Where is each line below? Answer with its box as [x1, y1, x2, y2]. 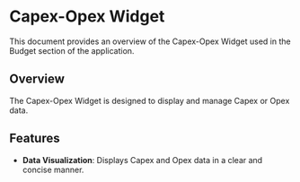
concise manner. [22, 164, 84, 175]
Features [9, 131, 60, 146]
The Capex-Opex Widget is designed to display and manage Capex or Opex [9, 95, 290, 106]
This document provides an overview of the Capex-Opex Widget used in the [9, 36, 291, 47]
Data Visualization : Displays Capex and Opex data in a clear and [22, 154, 263, 165]
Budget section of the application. [9, 45, 135, 56]
